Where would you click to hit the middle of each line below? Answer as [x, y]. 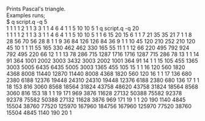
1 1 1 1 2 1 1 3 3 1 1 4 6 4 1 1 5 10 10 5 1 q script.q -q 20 [73, 28]
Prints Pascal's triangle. [36, 9]
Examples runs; [26, 15]
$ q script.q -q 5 [27, 22]
